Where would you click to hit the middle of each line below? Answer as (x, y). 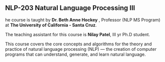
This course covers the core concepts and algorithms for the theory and (79, 44)
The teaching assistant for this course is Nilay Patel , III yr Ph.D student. (78, 34)
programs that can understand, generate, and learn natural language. (76, 54)
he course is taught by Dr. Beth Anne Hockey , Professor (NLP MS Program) (83, 20)
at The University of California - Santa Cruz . (51, 25)
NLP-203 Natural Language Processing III (70, 8)
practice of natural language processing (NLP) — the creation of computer (81, 49)
